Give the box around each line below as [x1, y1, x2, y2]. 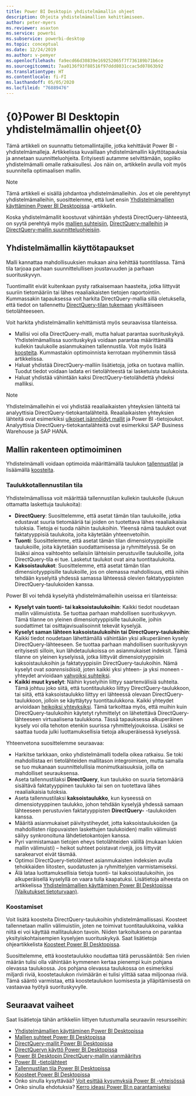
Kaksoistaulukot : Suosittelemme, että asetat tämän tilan [14, 561, 151, 569]
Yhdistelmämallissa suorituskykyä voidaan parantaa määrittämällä [14, 336, 174, 343]
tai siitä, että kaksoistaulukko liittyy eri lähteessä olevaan [14, 691, 151, 698]
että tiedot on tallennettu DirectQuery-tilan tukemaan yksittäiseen [6, 301, 164, 308]
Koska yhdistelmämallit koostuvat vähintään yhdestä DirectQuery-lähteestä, [6, 214, 189, 221]
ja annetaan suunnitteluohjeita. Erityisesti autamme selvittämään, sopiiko [6, 154, 181, 161]
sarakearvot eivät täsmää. [14, 850, 77, 857]
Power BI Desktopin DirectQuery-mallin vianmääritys [14, 1052, 142, 1059]
